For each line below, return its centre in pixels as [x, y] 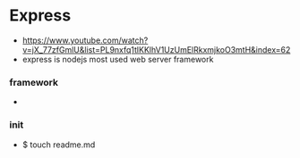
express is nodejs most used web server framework [118, 59]
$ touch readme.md [59, 145]
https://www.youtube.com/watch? [85, 40]
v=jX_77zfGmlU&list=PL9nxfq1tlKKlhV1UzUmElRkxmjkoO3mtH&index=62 [156, 49]
